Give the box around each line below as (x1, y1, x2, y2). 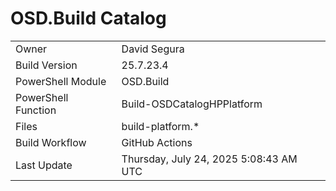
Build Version (15, 58, 78, 72)
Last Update (15, 158, 73, 172)
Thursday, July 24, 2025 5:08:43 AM (121, 152, 298, 166)
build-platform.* (121, 119, 200, 133)
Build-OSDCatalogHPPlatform (121, 97, 263, 111)
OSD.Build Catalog (10, 7, 167, 30)
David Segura (121, 42, 185, 56)
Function (15, 103, 57, 117)
